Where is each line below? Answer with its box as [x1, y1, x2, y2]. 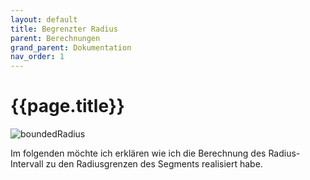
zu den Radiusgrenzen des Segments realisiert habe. [45, 158, 263, 170]
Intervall [10, 158, 44, 170]
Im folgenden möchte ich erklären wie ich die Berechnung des [10, 147, 267, 160]
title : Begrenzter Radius [10, 24, 118, 34]
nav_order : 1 [10, 52, 65, 62]
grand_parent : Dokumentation [10, 42, 132, 53]
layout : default [10, 14, 78, 25]
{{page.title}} [10, 95, 125, 118]
